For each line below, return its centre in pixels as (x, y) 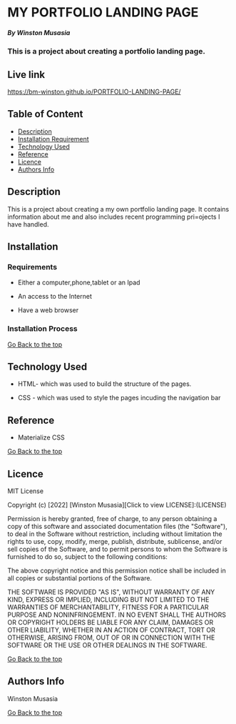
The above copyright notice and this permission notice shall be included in (117, 571)
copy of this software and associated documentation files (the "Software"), (118, 527)
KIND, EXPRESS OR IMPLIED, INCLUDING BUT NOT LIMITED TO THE (108, 600)
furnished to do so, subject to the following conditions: (87, 557)
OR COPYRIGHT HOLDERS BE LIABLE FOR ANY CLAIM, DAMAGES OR (111, 623)
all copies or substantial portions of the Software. (79, 578)
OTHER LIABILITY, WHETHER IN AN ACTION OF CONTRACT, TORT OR (111, 630)
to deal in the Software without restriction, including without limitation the (115, 534)
